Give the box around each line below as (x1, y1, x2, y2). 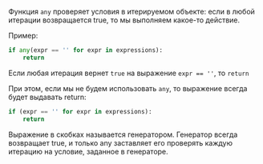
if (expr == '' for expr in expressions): (8, 107, 152, 115)
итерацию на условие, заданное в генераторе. (8, 146, 168, 156)
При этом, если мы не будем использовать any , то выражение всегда (8, 83, 248, 93)
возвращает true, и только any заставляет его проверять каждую (8, 138, 233, 147)
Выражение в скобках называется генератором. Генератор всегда (8, 130, 238, 139)
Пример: (8, 31, 38, 40)
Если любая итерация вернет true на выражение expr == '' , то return (8, 68, 249, 78)
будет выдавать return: (8, 92, 87, 102)
